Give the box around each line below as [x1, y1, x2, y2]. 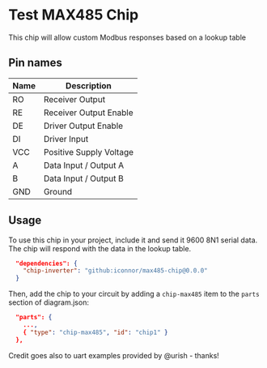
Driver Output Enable [43, 120, 124, 131]
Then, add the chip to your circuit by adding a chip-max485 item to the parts [8, 289, 261, 299]
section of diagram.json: [8, 297, 89, 307]
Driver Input [43, 133, 89, 144]
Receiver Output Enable [43, 107, 133, 118]
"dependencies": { [15, 259, 78, 267]
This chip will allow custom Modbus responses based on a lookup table [8, 32, 247, 42]
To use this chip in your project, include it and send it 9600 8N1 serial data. [8, 235, 258, 245]
